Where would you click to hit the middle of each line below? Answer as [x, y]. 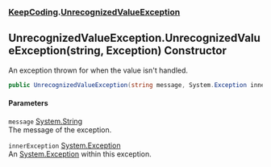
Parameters [28, 103]
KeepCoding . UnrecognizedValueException [94, 12]
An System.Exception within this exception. [80, 154]
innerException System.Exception [65, 145]
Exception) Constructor [167, 51]
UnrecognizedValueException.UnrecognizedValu [134, 38]
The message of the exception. [60, 129]
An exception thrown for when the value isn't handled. [98, 70]
